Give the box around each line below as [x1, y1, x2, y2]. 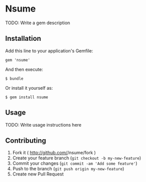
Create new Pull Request [12, 171, 64, 177]
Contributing [5, 136, 46, 145]
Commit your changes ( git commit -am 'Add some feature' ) [12, 160, 137, 166]
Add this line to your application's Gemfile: [5, 47, 93, 53]
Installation [5, 34, 41, 43]
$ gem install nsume [5, 94, 49, 100]
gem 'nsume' [5, 57, 30, 63]
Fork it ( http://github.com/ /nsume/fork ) [12, 150, 96, 156]
